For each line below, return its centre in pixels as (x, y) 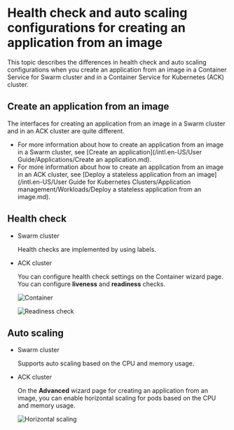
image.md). (34, 196)
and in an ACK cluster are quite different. (66, 130)
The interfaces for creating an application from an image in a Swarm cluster (116, 123)
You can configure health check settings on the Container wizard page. (120, 276)
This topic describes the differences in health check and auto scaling (107, 62)
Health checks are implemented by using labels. (87, 249)
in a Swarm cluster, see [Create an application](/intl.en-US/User (109, 152)
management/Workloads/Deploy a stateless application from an (109, 189)
